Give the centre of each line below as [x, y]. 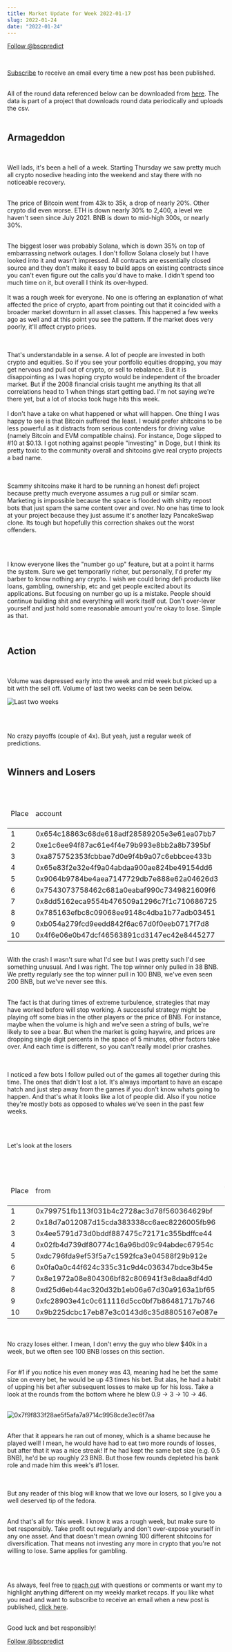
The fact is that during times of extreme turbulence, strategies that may [109, 1002]
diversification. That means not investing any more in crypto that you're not [114, 1543]
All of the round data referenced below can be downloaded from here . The [113, 93]
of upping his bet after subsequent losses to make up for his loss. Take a [110, 1387]
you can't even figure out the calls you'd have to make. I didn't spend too [111, 275]
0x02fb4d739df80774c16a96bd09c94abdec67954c [125, 1244]
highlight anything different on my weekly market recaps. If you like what [110, 1592]
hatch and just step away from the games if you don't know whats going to [113, 1089]
